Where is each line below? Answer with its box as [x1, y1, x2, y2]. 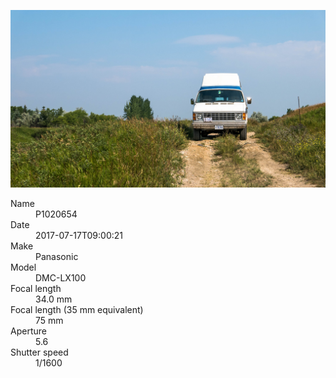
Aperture [10, 325, 47, 337]
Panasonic [35, 250, 79, 262]
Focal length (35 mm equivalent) [10, 303, 144, 315]
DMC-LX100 [35, 271, 87, 284]
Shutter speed [10, 346, 69, 358]
